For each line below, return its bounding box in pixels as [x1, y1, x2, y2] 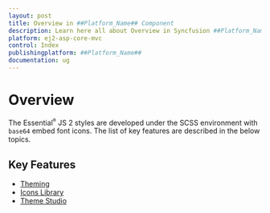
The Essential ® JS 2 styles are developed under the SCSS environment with [8, 117, 259, 127]
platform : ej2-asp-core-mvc [8, 34, 103, 42]
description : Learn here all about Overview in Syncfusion [8, 26, 211, 34]
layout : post [8, 11, 52, 20]
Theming [19, 179, 50, 189]
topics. [8, 135, 31, 144]
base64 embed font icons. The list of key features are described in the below [8, 126, 260, 136]
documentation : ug [8, 57, 70, 65]
